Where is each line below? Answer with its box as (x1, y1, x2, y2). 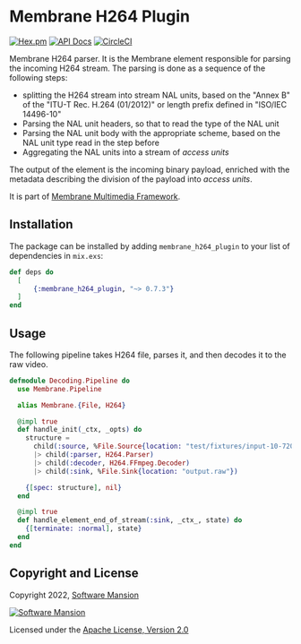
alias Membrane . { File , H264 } (17, 400, 126, 409)
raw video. (9, 358, 48, 369)
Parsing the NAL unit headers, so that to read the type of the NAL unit (21, 118, 279, 129)
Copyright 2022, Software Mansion (9, 589, 139, 600)
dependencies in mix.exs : (9, 250, 104, 261)
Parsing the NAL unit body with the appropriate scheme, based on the (21, 127, 280, 138)
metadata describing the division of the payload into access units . (9, 173, 253, 185)
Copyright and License (9, 566, 139, 581)
